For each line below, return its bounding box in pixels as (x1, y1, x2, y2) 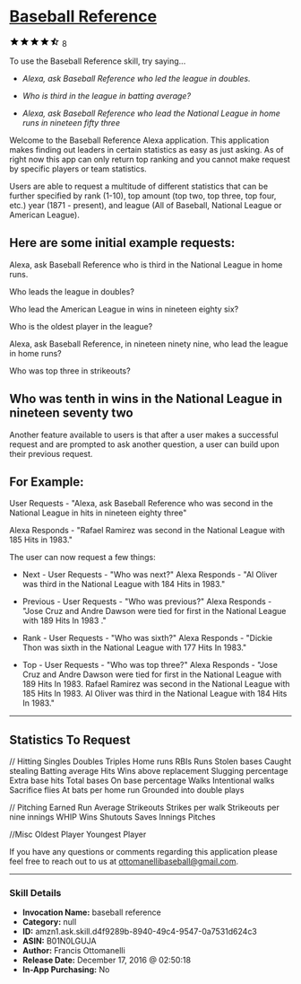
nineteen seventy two (9, 406, 133, 421)
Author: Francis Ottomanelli (21, 945, 125, 956)
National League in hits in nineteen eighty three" (9, 507, 187, 518)
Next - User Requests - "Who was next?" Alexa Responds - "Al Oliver (21, 569, 278, 580)
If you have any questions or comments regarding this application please (9, 847, 278, 857)
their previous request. (9, 448, 93, 459)
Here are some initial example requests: (9, 235, 236, 250)
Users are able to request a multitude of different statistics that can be (9, 180, 269, 191)
